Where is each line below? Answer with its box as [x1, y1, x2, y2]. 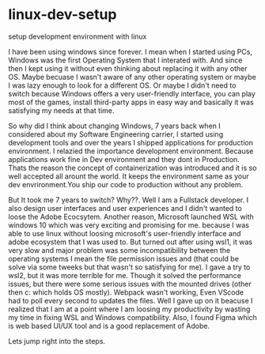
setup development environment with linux [8, 32, 147, 41]
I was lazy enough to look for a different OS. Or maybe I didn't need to [8, 81, 237, 90]
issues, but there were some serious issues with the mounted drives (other [8, 279, 252, 288]
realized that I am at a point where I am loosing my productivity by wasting [8, 304, 251, 314]
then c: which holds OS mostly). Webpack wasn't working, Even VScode [8, 287, 244, 297]
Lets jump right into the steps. [8, 336, 105, 345]
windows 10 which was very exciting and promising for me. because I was [8, 220, 249, 230]
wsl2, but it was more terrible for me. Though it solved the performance [8, 270, 241, 280]
